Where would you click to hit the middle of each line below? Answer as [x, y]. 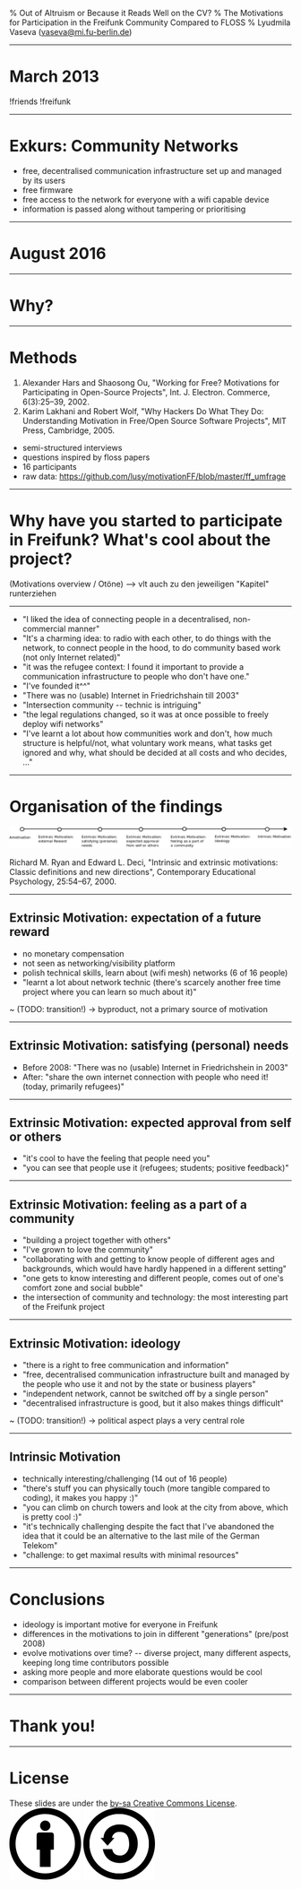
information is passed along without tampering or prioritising [134, 209]
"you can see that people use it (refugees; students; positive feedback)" [155, 1168]
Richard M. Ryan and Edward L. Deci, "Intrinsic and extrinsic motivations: [144, 862]
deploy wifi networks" [63, 724]
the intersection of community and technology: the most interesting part [155, 1297]
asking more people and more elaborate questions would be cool [142, 1672]
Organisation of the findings [116, 806]
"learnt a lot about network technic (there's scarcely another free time [151, 982]
